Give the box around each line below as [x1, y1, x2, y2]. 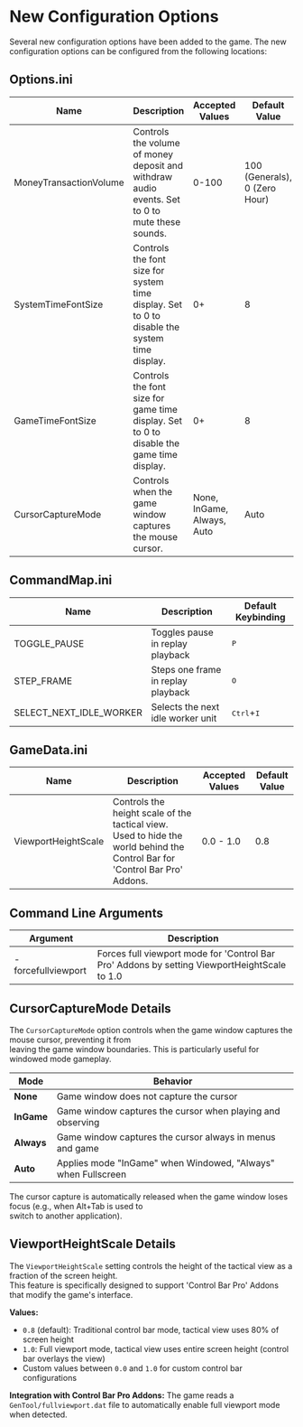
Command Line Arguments [9, 905, 164, 920]
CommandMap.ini [9, 573, 113, 588]
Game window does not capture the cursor [56, 1090, 238, 1103]
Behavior [152, 1075, 193, 1087]
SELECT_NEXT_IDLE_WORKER [14, 706, 142, 719]
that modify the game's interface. [9, 1289, 133, 1300]
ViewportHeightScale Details [9, 1236, 176, 1252]
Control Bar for [112, 852, 176, 864]
